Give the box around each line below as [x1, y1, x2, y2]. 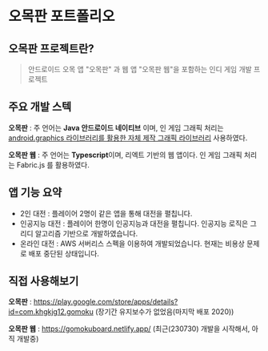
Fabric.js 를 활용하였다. [16, 159, 90, 169]
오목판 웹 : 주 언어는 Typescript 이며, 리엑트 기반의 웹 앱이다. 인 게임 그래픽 [8, 150, 242, 159]
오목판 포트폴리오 [8, 7, 115, 26]
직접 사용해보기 [8, 274, 79, 288]
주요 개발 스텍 [8, 100, 72, 114]
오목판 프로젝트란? [8, 42, 94, 55]
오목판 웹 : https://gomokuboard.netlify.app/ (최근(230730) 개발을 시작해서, [8, 324, 250, 333]
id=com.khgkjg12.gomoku [8, 307, 94, 317]
